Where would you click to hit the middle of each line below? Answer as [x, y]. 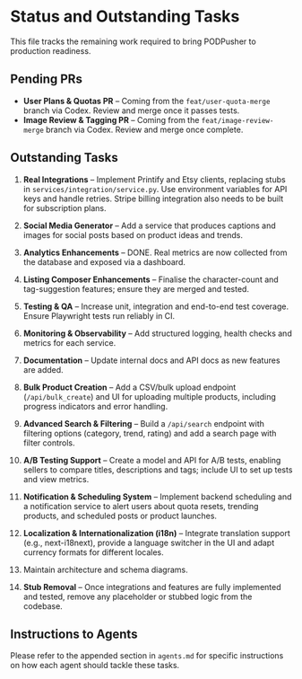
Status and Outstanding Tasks [125, 17]
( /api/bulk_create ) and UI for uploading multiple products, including [149, 396]
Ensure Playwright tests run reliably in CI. [99, 315]
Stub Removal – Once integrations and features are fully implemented [152, 586]
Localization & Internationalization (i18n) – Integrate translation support [156, 533]
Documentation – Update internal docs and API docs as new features [151, 360]
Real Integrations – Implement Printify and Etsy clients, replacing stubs [154, 179]
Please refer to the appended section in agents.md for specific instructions [147, 656]
